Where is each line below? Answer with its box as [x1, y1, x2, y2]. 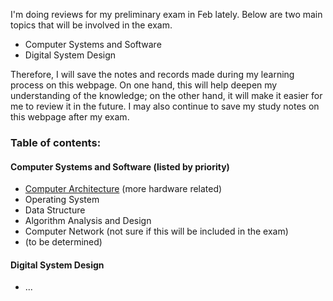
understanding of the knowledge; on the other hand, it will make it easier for [10, 90, 323, 101]
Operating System [24, 194, 100, 206]
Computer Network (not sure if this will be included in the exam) [24, 225, 289, 238]
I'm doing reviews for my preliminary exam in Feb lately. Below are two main [10, 9, 323, 20]
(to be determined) [24, 236, 103, 248]
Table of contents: [10, 135, 102, 149]
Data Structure [24, 204, 86, 216]
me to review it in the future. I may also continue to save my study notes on [10, 100, 320, 112]
